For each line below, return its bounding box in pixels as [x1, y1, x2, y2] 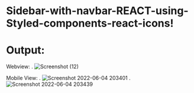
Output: [6, 44, 45, 57]
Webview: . [6, 63, 34, 70]
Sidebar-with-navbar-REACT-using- [6, 4, 189, 18]
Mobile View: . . [6, 75, 131, 82]
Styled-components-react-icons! [6, 16, 174, 30]
